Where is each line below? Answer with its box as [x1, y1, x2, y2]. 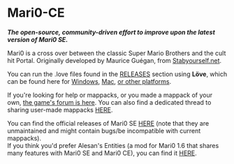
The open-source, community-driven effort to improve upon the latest [7, 28, 215, 36]
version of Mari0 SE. [7, 35, 68, 43]
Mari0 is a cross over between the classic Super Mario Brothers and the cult [7, 49, 226, 57]
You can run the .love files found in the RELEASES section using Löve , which [7, 70, 228, 78]
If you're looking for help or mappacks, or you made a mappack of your [7, 91, 213, 99]
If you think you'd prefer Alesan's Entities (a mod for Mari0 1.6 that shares [7, 141, 219, 149]
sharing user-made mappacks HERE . [7, 105, 113, 114]
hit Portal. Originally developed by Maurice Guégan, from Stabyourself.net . [7, 56, 222, 64]
